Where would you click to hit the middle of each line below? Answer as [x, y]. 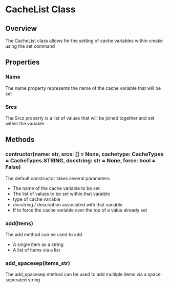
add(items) [19, 223]
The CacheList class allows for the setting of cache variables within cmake [84, 41]
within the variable [25, 123]
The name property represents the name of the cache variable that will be [83, 88]
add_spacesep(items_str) [38, 263]
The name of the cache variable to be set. [57, 188]
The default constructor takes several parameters [58, 178]
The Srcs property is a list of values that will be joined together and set [80, 118]
